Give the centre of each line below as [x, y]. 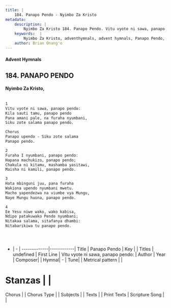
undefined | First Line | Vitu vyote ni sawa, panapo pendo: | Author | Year [89, 254]
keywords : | [28, 34]
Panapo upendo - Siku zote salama [42, 137]
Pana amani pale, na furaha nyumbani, [46, 118]
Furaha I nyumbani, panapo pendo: [42, 155]
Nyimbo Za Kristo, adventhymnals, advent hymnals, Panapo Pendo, [94, 39]
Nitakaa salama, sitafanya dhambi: [43, 221]
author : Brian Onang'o [38, 43]
